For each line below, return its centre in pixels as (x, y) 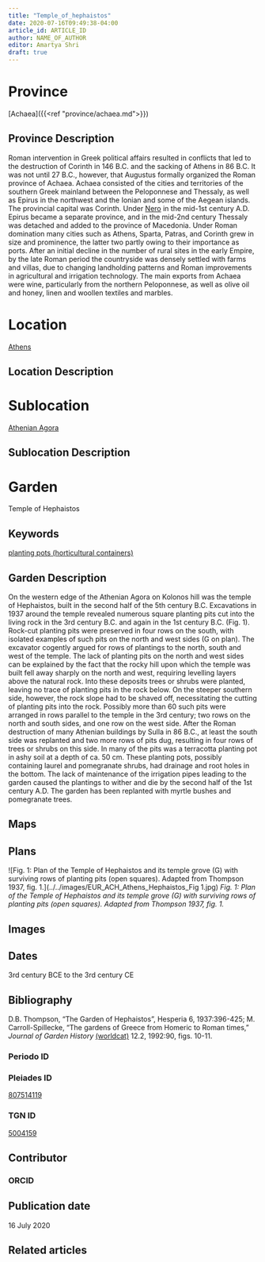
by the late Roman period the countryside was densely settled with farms (127, 259)
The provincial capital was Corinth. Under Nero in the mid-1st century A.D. (129, 208)
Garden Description (57, 577)
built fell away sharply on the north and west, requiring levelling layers (122, 672)
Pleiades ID (30, 1078)
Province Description (61, 139)
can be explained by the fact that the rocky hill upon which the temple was (129, 664)
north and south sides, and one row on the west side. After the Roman (122, 723)
